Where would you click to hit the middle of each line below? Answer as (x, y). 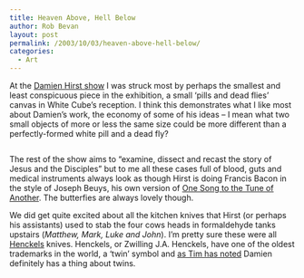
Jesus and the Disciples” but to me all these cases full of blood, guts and (146, 169)
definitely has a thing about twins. (73, 263)
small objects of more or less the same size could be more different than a (148, 124)
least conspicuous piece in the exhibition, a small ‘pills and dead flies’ (139, 95)
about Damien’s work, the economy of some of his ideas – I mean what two (150, 115)
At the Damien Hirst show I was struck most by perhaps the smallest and (145, 86)
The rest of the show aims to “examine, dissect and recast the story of (141, 159)
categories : (32, 52)
